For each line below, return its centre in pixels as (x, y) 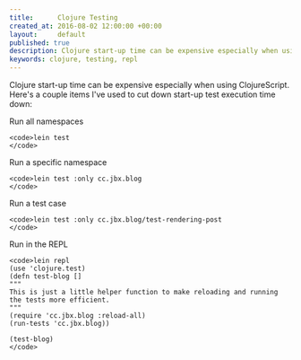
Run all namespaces (47, 121)
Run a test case (38, 203)
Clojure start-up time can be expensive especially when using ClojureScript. (149, 85)
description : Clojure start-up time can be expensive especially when (144, 51)
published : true (39, 43)
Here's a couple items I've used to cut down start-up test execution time (142, 94)
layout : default (48, 34)
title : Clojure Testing (64, 18)
